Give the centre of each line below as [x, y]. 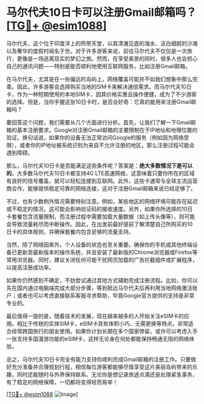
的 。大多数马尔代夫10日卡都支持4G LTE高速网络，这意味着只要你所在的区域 [100, 173]
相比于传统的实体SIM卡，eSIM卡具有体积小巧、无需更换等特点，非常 [102, 323]
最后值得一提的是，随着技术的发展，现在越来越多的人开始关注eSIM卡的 [95, 316]
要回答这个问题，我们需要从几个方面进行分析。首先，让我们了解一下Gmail [99, 122]
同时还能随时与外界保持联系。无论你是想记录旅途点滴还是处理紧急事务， [107, 374]
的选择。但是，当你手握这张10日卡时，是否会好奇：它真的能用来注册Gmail [99, 101]
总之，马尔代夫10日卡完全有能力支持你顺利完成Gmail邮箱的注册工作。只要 [99, 359]
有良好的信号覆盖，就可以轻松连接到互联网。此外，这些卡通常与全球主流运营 [102, 180]
